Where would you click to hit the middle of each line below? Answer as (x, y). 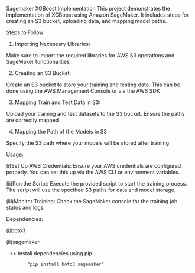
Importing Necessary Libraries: (52, 44)
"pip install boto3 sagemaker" (66, 264)
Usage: (15, 154)
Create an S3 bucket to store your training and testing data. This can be (93, 84)
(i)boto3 (16, 230)
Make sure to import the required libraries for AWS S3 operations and (90, 55)
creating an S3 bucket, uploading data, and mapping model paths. (87, 21)
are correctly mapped (32, 120)
